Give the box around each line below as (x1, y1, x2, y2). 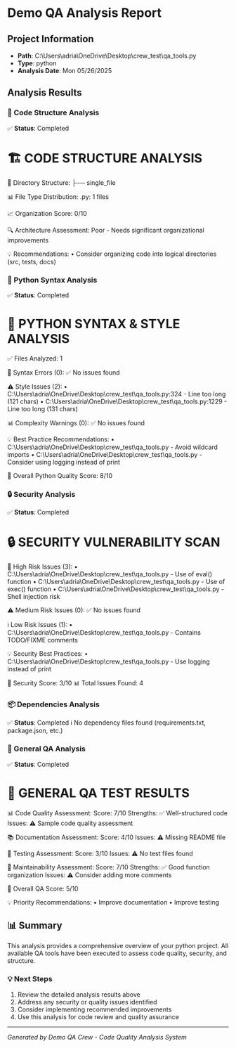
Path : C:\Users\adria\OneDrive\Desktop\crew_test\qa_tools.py (17, 51, 197, 60)
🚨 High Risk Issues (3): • (7, 562, 79, 571)
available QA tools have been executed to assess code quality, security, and (7, 949, 227, 957)
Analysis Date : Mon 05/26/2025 (17, 67, 112, 75)
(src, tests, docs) (7, 257, 56, 266)
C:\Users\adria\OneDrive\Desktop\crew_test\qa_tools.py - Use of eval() (7, 570, 213, 578)
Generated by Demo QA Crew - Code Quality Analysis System (7, 1033, 188, 1041)
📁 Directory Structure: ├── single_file (7, 178, 116, 187)
